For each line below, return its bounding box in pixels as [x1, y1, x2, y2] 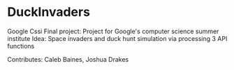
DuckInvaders [7, 4, 91, 20]
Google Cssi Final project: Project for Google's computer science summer [7, 27, 219, 35]
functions [7, 42, 35, 50]
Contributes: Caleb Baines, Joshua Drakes [7, 55, 129, 63]
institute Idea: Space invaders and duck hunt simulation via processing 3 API [7, 34, 228, 42]
